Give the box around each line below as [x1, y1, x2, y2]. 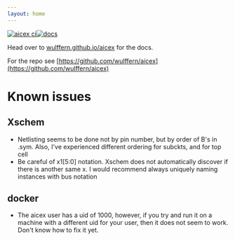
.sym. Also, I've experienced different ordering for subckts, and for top [17, 142, 222, 151]
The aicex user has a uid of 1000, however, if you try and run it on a [17, 211, 213, 219]
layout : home [7, 10, 46, 18]
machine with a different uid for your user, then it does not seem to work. [17, 219, 229, 227]
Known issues [7, 88, 91, 104]
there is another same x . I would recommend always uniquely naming [17, 165, 218, 173]
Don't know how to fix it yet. [17, 226, 99, 235]
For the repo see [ [7, 57, 60, 65]
